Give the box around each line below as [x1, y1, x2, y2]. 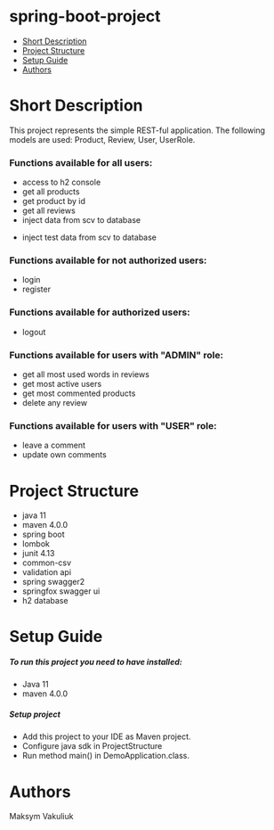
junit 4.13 [21, 548, 55, 559]
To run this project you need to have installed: [9, 657, 182, 668]
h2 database [21, 596, 68, 606]
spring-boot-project [9, 6, 162, 27]
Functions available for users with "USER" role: [9, 419, 217, 431]
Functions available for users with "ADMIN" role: [9, 349, 224, 361]
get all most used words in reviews [21, 369, 149, 380]
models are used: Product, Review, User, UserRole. [9, 134, 196, 144]
